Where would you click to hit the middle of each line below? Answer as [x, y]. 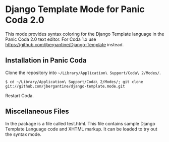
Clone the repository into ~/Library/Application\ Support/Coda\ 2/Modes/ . [83, 73]
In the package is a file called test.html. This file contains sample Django [80, 123]
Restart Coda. [19, 95]
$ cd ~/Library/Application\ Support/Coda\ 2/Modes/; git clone [74, 82]
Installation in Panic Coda [46, 61]
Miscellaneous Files [37, 112]
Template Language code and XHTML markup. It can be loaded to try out [81, 129]
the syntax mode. [23, 134]
